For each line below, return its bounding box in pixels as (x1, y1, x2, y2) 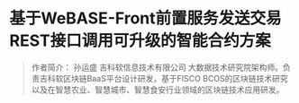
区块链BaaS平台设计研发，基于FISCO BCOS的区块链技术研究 (62, 73, 288, 83)
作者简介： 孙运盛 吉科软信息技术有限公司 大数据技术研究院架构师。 (31, 62, 284, 73)
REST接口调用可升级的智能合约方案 (9, 30, 272, 51)
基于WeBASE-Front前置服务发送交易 (9, 8, 282, 29)
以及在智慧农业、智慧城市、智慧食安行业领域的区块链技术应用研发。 (31, 84, 285, 95)
